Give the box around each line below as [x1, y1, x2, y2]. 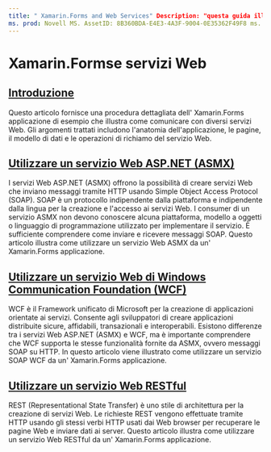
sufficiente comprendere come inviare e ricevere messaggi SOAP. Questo [8, 229, 253, 239]
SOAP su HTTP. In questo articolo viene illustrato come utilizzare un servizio [8, 347, 262, 357]
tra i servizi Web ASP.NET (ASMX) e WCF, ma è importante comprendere [8, 330, 252, 340]
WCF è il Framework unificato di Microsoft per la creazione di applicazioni [8, 304, 254, 314]
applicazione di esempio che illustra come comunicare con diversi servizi [8, 116, 252, 126]
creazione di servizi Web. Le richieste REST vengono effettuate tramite [8, 408, 244, 418]
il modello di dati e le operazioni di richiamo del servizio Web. [8, 133, 212, 143]
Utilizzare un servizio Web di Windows [8, 270, 206, 283]
